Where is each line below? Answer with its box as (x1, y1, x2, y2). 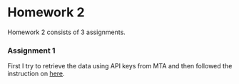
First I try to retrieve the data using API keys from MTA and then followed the (7, 62, 233, 70)
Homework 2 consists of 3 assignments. (7, 28, 126, 36)
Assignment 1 (7, 46, 56, 56)
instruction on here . (7, 69, 66, 78)
